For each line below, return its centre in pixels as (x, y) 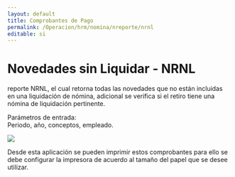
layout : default (31, 14)
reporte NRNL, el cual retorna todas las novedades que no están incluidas (115, 89)
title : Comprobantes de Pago (50, 21)
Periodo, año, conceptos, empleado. (60, 125)
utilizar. (18, 167)
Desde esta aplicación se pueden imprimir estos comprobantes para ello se (118, 152)
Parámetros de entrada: (42, 117)
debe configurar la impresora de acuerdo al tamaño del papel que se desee (118, 160)
